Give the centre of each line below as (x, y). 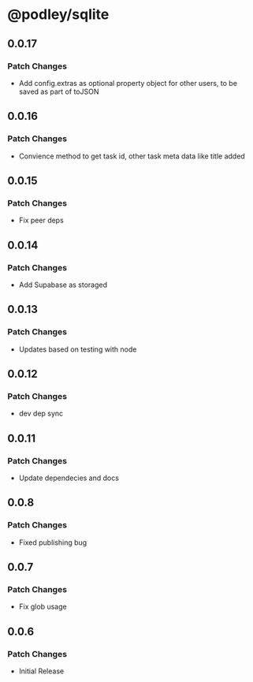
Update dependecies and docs (69, 478)
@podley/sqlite (58, 15)
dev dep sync (41, 414)
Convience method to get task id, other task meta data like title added (132, 156)
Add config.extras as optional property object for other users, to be (128, 83)
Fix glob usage (43, 607)
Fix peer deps (41, 220)
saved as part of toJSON (59, 91)
